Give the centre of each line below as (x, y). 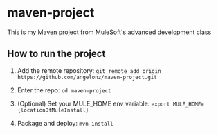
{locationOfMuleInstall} (53, 110)
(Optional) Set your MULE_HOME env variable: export (94, 103)
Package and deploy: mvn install (65, 123)
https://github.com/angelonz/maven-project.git (87, 77)
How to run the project (56, 54)
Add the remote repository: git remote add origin (89, 70)
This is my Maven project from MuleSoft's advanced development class (109, 32)
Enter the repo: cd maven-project (64, 90)
